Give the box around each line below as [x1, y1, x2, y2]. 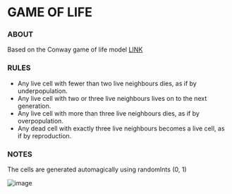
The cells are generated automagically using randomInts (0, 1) [7, 165, 187, 174]
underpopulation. [17, 86, 68, 95]
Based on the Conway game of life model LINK [7, 45, 143, 54]
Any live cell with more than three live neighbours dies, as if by [17, 109, 200, 117]
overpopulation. [17, 116, 63, 125]
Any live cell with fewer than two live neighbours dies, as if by [17, 79, 197, 87]
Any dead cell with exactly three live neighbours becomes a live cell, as [17, 124, 225, 133]
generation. [17, 102, 51, 110]
